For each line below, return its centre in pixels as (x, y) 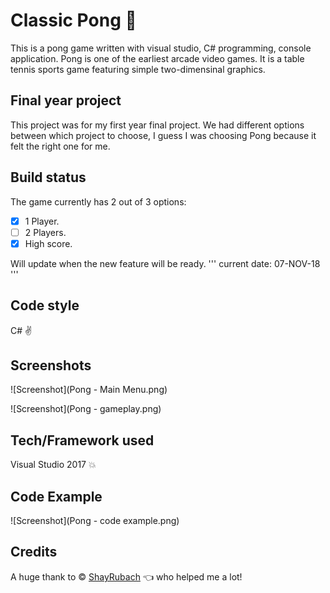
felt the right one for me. (60, 146)
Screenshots (51, 365)
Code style (45, 305)
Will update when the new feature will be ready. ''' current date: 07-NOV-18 (165, 263)
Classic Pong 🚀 (73, 20)
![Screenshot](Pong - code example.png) (95, 520)
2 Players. (45, 232)
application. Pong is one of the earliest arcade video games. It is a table (157, 58)
